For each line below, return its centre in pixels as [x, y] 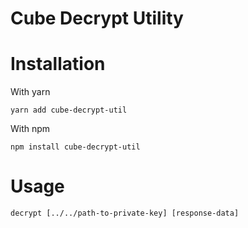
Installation [58, 64]
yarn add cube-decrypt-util [69, 110]
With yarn [30, 92]
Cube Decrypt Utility [97, 18]
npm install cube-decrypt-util [75, 147]
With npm [30, 129]
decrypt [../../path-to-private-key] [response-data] [125, 213]
